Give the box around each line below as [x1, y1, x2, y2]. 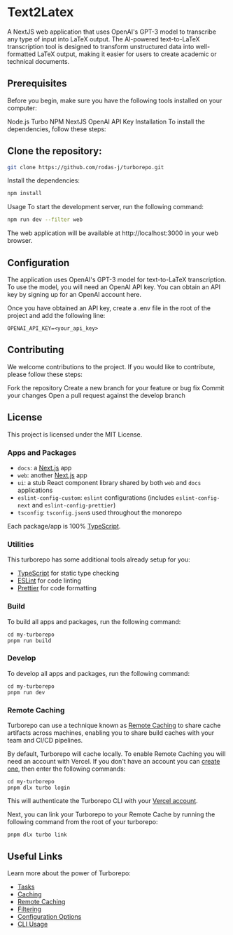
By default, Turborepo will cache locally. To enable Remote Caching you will [7, 750, 226, 758]
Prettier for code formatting [17, 584, 97, 592]
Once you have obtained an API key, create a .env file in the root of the [7, 304, 211, 312]
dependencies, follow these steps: [7, 124, 106, 133]
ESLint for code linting [17, 576, 82, 585]
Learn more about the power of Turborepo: [7, 868, 131, 877]
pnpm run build [7, 637, 52, 644]
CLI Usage [17, 920, 48, 928]
